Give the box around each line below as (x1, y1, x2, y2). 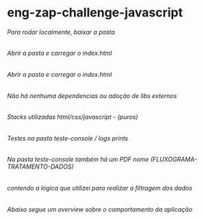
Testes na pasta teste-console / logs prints (7, 134, 129, 142)
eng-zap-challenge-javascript (7, 5, 183, 21)
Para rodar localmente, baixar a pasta (7, 27, 115, 36)
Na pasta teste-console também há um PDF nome (7, 156, 149, 164)
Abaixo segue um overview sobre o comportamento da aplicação (7, 205, 193, 213)
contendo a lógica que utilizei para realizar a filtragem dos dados (7, 184, 193, 193)
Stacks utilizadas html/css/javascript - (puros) (7, 113, 138, 121)
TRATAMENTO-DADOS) (7, 162, 74, 171)
